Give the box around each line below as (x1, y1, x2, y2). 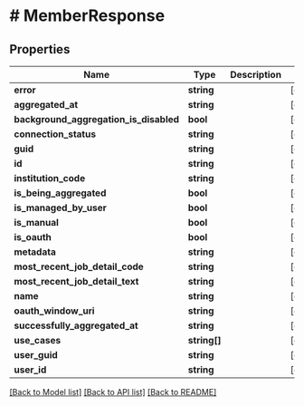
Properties (9, 42, 71, 57)
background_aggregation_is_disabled (14, 113, 179, 125)
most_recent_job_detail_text (14, 275, 139, 287)
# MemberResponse (9, 5, 166, 26)
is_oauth (14, 231, 52, 243)
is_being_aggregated (14, 187, 107, 199)
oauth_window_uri (14, 304, 95, 317)
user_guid (14, 349, 59, 361)
